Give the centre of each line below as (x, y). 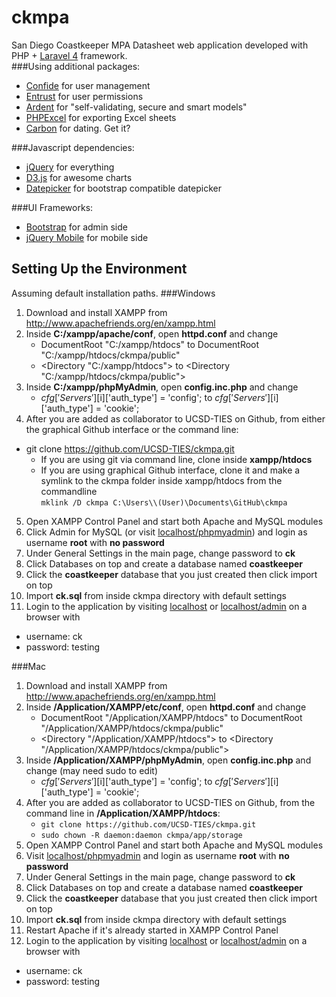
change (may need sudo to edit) (91, 770)
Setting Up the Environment (99, 269)
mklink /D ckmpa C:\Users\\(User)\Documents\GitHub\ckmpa (164, 502)
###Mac (29, 666)
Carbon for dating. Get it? (78, 128)
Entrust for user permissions (84, 96)
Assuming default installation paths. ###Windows (113, 293)
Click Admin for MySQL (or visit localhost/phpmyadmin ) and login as (166, 532)
